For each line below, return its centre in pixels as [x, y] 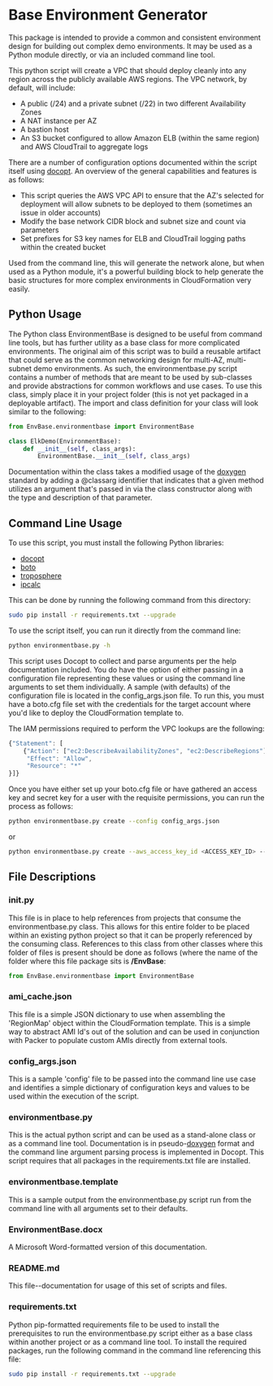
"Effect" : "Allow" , [59, 758]
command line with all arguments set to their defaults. [98, 1208]
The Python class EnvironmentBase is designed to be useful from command [135, 334]
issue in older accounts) [61, 212]
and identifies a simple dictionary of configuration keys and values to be [129, 1088]
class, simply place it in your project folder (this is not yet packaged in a [129, 394]
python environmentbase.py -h [60, 645]
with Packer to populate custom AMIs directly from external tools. [118, 1040]
